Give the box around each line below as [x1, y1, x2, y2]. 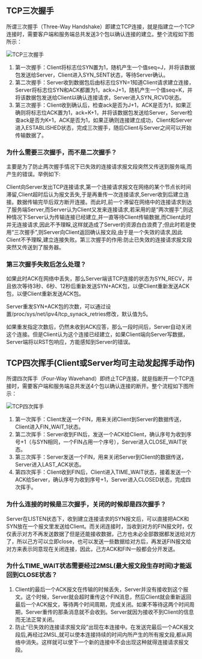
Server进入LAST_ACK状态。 [14, 461, 85, 468]
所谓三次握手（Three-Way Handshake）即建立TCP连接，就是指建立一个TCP [6, 23, 195, 30]
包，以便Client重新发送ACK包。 [6, 290, 84, 298]
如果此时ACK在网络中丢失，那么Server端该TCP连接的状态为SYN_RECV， [6, 275, 188, 282]
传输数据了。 [14, 132, 47, 139]
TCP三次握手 [6, 5, 54, 16]
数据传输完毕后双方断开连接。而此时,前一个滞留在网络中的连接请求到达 [16, 199, 192, 206]
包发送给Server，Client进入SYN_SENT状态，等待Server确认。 [14, 71, 169, 78]
